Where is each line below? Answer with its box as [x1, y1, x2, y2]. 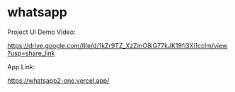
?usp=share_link [7, 49, 55, 57]
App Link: [7, 62, 35, 71]
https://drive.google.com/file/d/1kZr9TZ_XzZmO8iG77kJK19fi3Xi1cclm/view [7, 41, 228, 50]
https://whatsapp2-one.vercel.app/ [7, 76, 110, 85]
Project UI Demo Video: [7, 28, 76, 36]
